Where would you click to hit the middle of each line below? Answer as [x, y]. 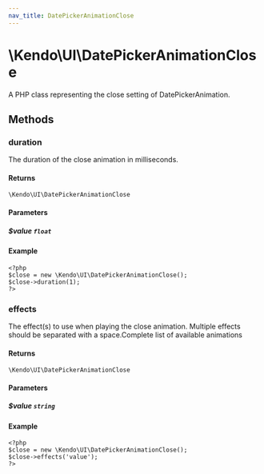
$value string [32, 406]
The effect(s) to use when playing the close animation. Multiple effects [125, 326]
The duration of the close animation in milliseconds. [93, 160]
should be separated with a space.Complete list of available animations [125, 335]
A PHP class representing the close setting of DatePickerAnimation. [119, 94]
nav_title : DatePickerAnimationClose [71, 16]
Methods [31, 119]
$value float [30, 231]
